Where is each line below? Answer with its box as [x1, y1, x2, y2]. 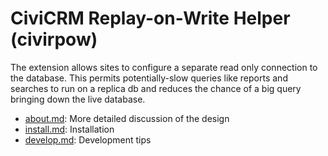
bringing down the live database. [10, 93, 146, 105]
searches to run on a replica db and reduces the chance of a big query [10, 82, 302, 94]
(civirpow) [10, 28, 98, 51]
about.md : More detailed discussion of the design [24, 112, 230, 124]
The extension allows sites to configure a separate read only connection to [10, 61, 318, 73]
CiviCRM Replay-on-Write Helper [10, 7, 291, 30]
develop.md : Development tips [24, 133, 152, 146]
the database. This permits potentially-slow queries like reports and [10, 72, 288, 84]
